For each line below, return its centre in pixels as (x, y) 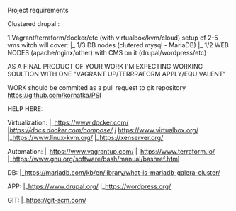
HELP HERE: (25, 109)
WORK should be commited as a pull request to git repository (97, 87)
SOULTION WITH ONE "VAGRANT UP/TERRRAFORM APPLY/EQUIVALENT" (117, 74)
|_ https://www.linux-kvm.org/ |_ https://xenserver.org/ (85, 138)
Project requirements (38, 10)
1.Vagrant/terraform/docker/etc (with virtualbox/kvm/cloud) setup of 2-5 (113, 38)
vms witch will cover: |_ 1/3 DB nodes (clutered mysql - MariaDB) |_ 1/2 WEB (118, 45)
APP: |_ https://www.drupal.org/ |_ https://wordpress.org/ (89, 186)
